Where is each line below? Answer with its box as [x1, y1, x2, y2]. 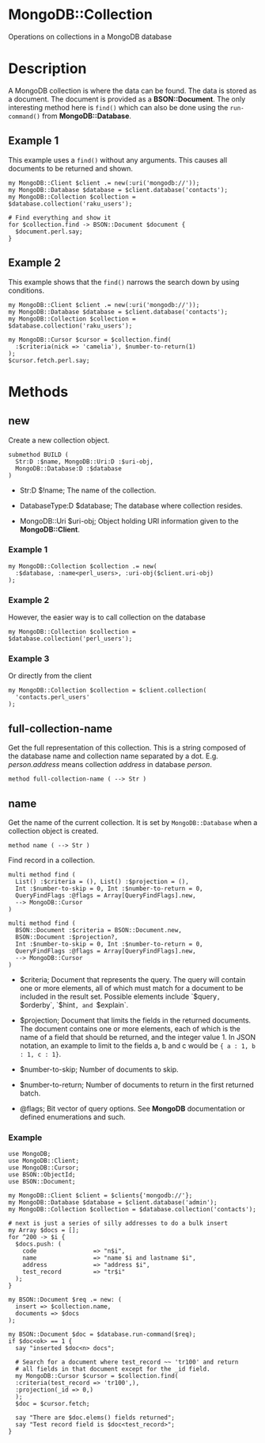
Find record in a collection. [8, 855, 95, 865]
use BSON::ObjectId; [8, 1171, 77, 1179]
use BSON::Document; [8, 1178, 77, 1186]
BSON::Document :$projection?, [15, 934, 119, 942]
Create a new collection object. [8, 435, 110, 445]
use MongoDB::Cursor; [8, 1164, 80, 1172]
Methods [8, 382, 69, 401]
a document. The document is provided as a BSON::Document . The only [8, 94, 246, 104]
